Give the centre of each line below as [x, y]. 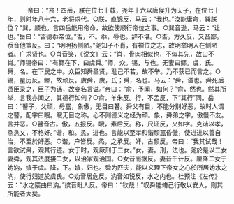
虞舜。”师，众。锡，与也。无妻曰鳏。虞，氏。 [153, 63]
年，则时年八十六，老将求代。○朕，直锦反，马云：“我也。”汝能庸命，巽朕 [112, 19]
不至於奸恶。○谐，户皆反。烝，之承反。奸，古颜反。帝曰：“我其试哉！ [121, 141]
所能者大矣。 [25, 194]
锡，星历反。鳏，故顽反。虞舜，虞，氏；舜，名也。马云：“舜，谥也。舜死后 [116, 80]
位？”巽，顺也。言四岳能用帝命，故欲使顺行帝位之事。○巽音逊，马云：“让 [114, 28]
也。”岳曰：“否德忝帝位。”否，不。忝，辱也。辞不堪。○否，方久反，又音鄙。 [115, 36]
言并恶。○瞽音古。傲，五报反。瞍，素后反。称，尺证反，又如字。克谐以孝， [117, 124]
